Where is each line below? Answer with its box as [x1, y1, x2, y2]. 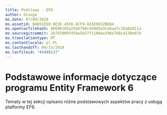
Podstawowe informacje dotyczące [5, 71, 157, 83]
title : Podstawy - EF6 [5, 7, 53, 13]
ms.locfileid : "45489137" [5, 49, 60, 54]
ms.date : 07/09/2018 [5, 17, 49, 22]
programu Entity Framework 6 [5, 82, 134, 93]
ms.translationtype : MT [5, 36, 56, 41]
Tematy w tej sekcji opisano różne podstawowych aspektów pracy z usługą [5, 99, 162, 105]
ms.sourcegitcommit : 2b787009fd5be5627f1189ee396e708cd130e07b [5, 31, 142, 36]
